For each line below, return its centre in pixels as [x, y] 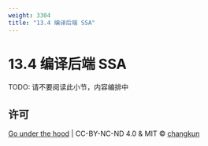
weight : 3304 [30, 15]
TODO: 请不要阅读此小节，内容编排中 [69, 87]
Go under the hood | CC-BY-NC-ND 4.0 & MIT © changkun [104, 133]
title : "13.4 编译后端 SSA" [52, 23]
